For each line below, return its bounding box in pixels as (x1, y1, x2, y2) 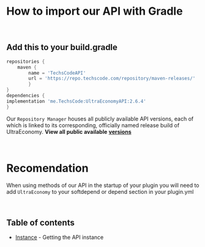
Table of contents (6, 217, 75, 227)
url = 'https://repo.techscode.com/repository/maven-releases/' (28, 75, 196, 82)
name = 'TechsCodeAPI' (28, 70, 86, 76)
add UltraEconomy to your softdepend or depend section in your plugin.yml (6, 188, 194, 195)
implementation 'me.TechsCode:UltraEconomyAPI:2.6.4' (6, 98, 147, 105)
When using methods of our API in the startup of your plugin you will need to (6, 182, 200, 189)
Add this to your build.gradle (6, 42, 118, 53)
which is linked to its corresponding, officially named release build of (6, 121, 180, 129)
